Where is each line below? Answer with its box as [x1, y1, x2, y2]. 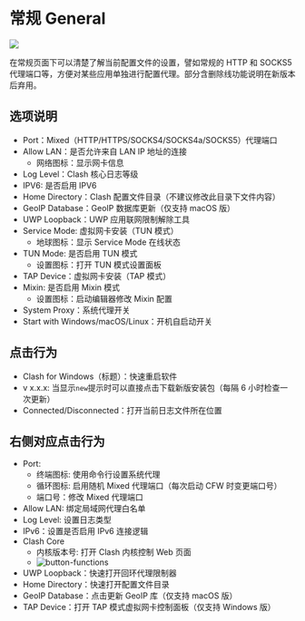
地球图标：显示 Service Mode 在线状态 [35, 237, 182, 247]
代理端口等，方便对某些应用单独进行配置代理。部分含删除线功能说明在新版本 [9, 68, 296, 79]
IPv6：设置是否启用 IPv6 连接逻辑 [22, 526, 149, 537]
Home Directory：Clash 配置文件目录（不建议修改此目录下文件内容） [22, 191, 280, 202]
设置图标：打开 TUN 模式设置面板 [35, 259, 162, 270]
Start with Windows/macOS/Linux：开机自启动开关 [22, 315, 213, 326]
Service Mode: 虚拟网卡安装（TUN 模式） [22, 225, 179, 236]
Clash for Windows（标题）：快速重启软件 [22, 371, 178, 382]
